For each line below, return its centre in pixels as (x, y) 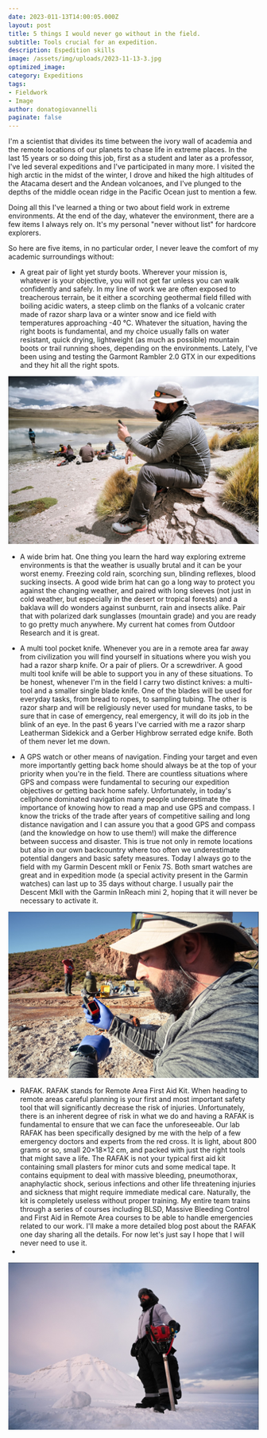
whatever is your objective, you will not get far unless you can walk (130, 281)
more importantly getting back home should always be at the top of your (138, 765)
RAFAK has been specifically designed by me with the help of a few (130, 1133)
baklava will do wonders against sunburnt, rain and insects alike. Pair (133, 607)
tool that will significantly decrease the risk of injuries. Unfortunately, (132, 1108)
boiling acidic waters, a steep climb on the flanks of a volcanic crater (132, 306)
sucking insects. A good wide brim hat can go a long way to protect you (137, 582)
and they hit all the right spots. (70, 365)
